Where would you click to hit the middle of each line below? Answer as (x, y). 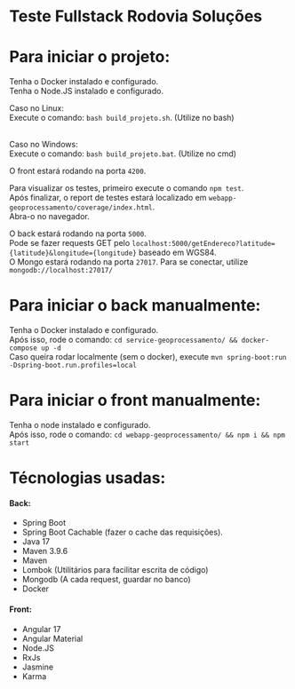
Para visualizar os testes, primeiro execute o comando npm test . (127, 188)
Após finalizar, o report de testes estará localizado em (108, 198)
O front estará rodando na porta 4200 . (78, 171)
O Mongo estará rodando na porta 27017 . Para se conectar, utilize (129, 262)
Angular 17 (41, 629)
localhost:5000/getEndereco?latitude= (203, 244)
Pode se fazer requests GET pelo (70, 243)
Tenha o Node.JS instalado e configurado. (87, 91)
